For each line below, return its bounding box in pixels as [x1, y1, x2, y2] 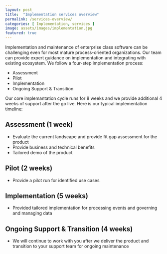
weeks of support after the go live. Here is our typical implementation [5, 101, 148, 106]
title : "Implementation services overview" [5, 12, 99, 17]
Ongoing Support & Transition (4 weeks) [5, 225, 133, 233]
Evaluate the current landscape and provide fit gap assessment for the [12, 133, 158, 140]
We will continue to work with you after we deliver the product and [12, 238, 149, 244]
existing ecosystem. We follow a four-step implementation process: [5, 60, 144, 66]
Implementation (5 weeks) [5, 192, 88, 200]
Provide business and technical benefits [12, 144, 95, 150]
